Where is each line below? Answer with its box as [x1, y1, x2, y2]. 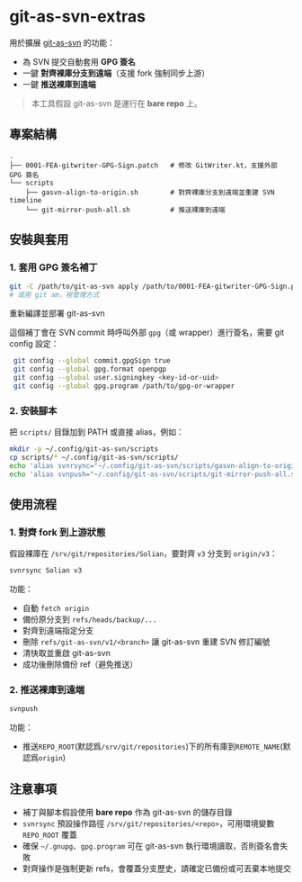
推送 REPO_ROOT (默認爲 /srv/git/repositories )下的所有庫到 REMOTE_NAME [22, 741, 280, 752]
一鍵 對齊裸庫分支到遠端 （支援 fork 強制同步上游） [22, 67, 209, 78]
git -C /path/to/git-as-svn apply [9, 282, 139, 292]
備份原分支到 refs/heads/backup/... [22, 614, 157, 625]
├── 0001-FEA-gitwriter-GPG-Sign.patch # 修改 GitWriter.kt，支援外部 [9, 160, 278, 170]
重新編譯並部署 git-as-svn [9, 308, 105, 319]
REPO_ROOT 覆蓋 [22, 830, 78, 841]
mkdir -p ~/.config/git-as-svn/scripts [9, 444, 159, 454]
